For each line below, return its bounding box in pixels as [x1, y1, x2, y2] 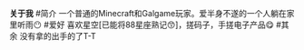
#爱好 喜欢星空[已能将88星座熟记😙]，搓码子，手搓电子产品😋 [44, 19, 275, 30]
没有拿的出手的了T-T [19, 31, 97, 41]
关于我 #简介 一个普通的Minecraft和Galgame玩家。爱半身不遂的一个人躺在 [9, 8, 288, 18]
